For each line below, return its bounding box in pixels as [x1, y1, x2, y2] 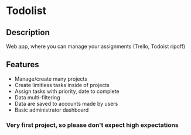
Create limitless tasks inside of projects [14, 81, 110, 88]
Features [6, 60, 39, 70]
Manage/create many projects [14, 75, 88, 82]
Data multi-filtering [14, 94, 60, 101]
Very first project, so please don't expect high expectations [6, 121, 179, 129]
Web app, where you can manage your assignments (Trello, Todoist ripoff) [6, 43, 186, 50]
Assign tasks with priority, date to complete [14, 88, 120, 95]
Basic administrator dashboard [14, 106, 89, 113]
